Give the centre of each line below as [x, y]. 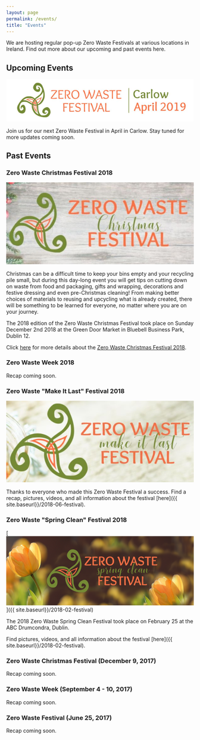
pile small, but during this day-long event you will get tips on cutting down [97, 280]
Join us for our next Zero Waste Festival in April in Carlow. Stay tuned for [95, 130]
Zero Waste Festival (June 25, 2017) [59, 717]
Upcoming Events [40, 68]
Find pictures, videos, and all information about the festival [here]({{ [89, 639]
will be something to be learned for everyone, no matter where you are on [96, 305]
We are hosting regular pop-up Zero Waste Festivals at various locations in [98, 43]
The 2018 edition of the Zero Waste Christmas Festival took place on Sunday [100, 323]
